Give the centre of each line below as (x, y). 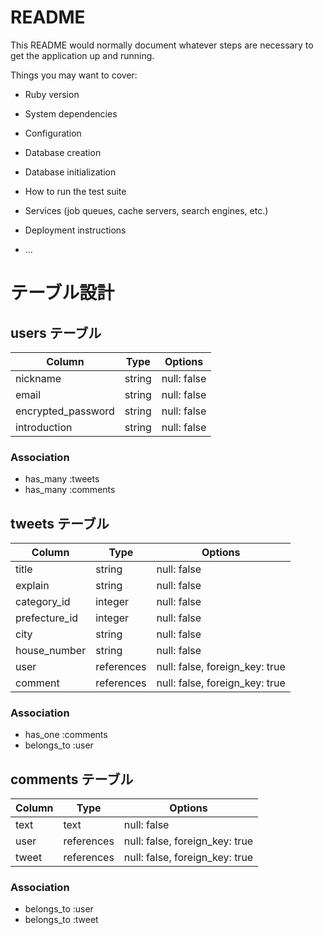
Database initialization (70, 172)
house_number (51, 651)
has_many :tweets (62, 479)
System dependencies (71, 113)
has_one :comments (66, 735)
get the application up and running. (82, 55)
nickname (38, 378)
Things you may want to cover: (74, 75)
